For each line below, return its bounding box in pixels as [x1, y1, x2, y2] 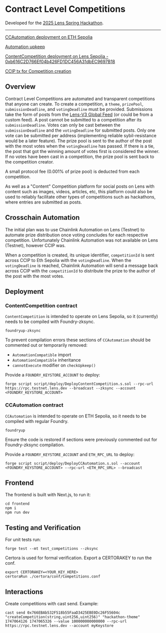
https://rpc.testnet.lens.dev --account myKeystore [5, 623, 114, 628]
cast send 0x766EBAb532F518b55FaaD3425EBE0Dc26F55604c [5, 610, 121, 615]
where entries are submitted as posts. [5, 199, 83, 205]
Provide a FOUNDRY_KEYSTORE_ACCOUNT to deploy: [5, 372, 100, 378]
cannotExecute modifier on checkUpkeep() [12, 363, 96, 369]
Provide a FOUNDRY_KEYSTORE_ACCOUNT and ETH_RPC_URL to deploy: [5, 451, 135, 457]
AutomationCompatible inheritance [12, 357, 81, 363]
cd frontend [5, 501, 30, 506]
